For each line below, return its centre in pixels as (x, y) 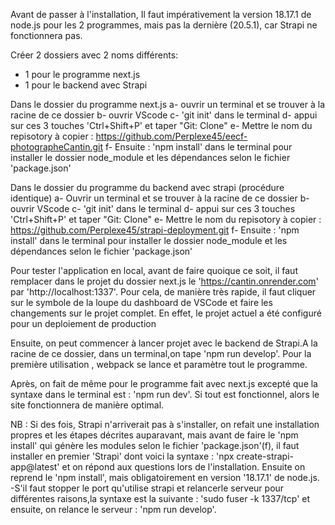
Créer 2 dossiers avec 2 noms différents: (94, 55)
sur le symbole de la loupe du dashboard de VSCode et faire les (141, 302)
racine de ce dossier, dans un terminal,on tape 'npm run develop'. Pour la (161, 353)
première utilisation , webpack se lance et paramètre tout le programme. (159, 364)
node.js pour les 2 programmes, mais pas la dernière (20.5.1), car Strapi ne (164, 25)
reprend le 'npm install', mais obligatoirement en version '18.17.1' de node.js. (165, 477)
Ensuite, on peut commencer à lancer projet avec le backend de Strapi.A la (164, 343)
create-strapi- (265, 456)
